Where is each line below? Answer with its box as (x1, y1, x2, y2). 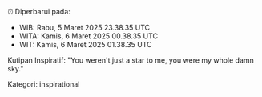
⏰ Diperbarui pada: (7, 7, 71, 16)
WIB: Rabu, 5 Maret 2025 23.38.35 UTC (18, 23, 151, 32)
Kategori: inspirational (7, 79, 80, 89)
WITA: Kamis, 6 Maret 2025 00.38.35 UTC (18, 31, 158, 41)
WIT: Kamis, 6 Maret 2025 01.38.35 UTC (18, 40, 153, 49)
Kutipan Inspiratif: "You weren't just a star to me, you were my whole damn (7, 55, 254, 65)
